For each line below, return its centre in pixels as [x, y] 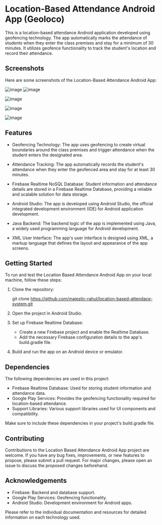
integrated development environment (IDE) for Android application [78, 209]
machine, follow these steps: [34, 280]
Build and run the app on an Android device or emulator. [67, 352]
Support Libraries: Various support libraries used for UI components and [84, 409]
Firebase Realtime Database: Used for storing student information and [81, 388]
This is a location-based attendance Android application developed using [78, 32]
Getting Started [29, 263]
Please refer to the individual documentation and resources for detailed [76, 512]
